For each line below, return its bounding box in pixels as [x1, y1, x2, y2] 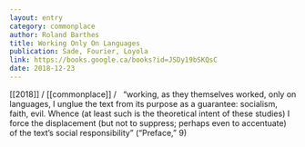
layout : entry [9, 13, 64, 23]
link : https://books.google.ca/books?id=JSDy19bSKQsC [9, 55, 219, 64]
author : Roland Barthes [9, 30, 100, 39]
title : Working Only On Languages [9, 38, 141, 48]
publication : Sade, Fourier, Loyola [9, 47, 148, 56]
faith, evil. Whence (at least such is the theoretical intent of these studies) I [9, 108, 290, 119]
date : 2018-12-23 [9, 64, 76, 73]
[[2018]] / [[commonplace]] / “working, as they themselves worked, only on [9, 88, 297, 100]
